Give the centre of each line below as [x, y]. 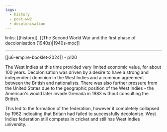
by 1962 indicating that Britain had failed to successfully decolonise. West [81, 114]
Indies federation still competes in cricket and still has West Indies [73, 119]
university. [16, 125]
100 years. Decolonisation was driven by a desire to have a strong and [77, 72]
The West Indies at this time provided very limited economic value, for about [83, 67]
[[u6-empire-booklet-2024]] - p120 [41, 57]
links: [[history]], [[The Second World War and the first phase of [70, 38]
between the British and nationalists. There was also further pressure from [81, 83]
